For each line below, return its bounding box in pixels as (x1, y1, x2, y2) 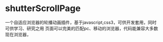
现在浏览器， (5, 31, 31, 37)
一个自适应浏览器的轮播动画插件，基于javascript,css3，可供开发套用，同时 (5, 19, 157, 25)
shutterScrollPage (5, 3, 81, 14)
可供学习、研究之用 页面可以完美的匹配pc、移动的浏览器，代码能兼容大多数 (5, 25, 159, 31)
